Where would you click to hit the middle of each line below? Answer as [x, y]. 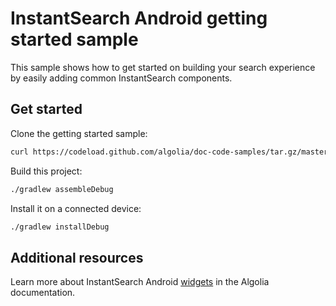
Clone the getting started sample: [79, 133]
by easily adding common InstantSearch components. [121, 78]
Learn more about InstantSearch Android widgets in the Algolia [140, 282]
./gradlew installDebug [60, 227]
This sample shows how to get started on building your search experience [163, 67]
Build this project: [46, 171]
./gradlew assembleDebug [62, 189]
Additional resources [77, 257]
